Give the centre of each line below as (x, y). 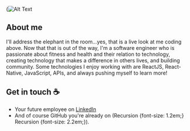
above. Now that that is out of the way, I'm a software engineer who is (90, 48)
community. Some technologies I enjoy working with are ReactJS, (85, 66)
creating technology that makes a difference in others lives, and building (93, 60)
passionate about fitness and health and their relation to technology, (88, 54)
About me (24, 27)
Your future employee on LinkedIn (55, 109)
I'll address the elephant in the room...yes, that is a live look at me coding (94, 42)
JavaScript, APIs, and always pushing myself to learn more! (96, 73)
